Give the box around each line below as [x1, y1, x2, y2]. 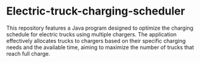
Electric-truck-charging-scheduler [6, 4, 185, 18]
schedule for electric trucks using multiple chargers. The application [6, 30, 177, 38]
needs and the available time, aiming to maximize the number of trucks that [6, 44, 195, 51]
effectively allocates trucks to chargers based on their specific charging [6, 37, 186, 44]
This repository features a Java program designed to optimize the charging [6, 24, 194, 31]
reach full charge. [6, 50, 50, 57]
